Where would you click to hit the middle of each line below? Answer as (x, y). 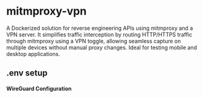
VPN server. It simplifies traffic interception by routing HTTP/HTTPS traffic (99, 34)
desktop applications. (33, 54)
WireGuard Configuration (39, 88)
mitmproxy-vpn (46, 11)
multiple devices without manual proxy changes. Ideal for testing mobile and (102, 47)
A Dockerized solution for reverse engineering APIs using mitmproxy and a (100, 28)
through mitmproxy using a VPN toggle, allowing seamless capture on (94, 41)
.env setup (27, 73)
